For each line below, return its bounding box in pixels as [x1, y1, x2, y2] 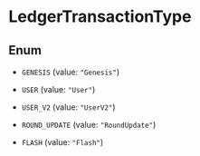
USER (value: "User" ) [21, 84, 96, 94]
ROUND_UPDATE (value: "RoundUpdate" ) [21, 120, 157, 130]
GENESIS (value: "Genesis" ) [21, 66, 119, 77]
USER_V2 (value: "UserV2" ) [21, 102, 116, 112]
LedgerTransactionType [8, 6, 192, 27]
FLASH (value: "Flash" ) [21, 137, 104, 147]
